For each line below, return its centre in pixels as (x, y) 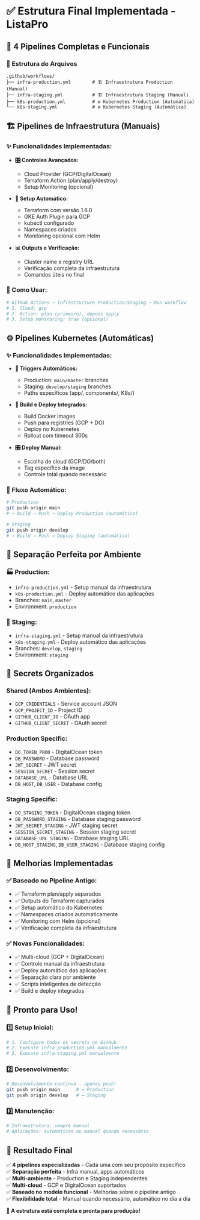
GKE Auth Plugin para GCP (57, 216)
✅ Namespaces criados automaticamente (66, 914)
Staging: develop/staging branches (68, 386)
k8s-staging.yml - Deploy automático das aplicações (80, 642)
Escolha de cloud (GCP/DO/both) (65, 462)
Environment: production (46, 606)
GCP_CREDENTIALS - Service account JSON (66, 704)
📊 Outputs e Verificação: (47, 248)
